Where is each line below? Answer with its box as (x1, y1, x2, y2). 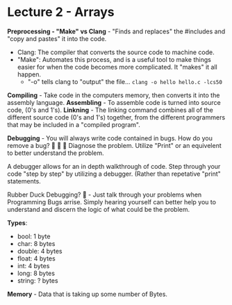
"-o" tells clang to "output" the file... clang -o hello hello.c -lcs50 (27, 77, 222, 85)
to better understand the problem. (7, 149, 104, 157)
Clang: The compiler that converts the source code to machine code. (17, 48, 215, 56)
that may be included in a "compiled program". (7, 120, 140, 129)
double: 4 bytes (17, 247, 63, 255)
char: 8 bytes (17, 239, 56, 247)
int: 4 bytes (17, 261, 50, 270)
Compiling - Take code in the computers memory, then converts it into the (7, 91, 220, 99)
